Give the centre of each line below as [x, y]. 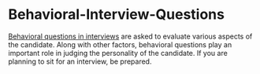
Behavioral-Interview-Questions [116, 15]
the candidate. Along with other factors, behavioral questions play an [120, 44]
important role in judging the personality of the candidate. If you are [118, 53]
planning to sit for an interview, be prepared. [80, 61]
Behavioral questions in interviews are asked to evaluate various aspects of [130, 36]
